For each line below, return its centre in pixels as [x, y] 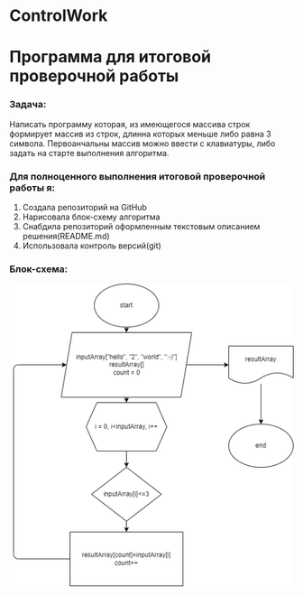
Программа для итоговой [110, 57]
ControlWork [59, 16]
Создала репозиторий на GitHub [84, 207]
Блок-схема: [39, 269]
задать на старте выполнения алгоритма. [89, 153]
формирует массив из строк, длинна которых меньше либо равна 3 [141, 134]
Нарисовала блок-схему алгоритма [91, 217]
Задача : [28, 105]
